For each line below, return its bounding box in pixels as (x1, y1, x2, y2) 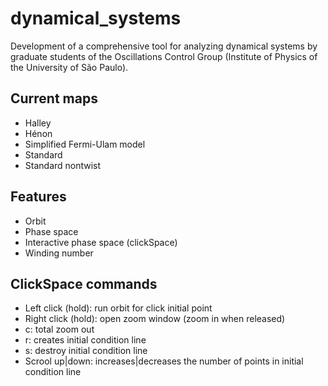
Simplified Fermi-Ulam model (24, 138, 146, 150)
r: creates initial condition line (24, 334, 147, 346)
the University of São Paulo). (10, 61, 129, 73)
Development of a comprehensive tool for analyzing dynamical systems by (10, 40, 318, 52)
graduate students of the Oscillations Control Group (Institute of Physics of (10, 50, 318, 62)
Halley (24, 117, 52, 129)
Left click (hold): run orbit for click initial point (24, 302, 213, 314)
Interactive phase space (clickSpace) (24, 236, 178, 248)
